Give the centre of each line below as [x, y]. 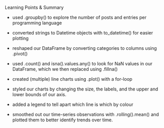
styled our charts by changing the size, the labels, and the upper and [85, 89]
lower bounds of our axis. [39, 94]
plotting [20, 38]
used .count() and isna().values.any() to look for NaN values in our [82, 63]
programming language [37, 23]
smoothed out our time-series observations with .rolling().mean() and [86, 114]
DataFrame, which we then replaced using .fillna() [65, 69]
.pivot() [20, 54]
